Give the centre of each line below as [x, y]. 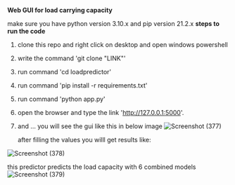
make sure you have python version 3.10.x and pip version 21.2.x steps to [114, 23]
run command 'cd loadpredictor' [64, 72]
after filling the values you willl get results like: [84, 140]
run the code [26, 31]
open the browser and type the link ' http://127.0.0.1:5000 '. [101, 112]
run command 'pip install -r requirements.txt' [82, 85]
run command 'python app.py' [61, 99]
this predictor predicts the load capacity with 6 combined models [102, 167]
